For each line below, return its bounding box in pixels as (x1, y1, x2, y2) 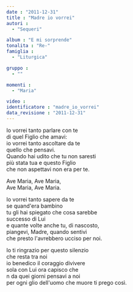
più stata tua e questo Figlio (6, 159, 76, 166)
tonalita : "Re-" (6, 43, 51, 49)
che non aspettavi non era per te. (6, 166, 90, 173)
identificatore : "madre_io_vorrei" (6, 104, 99, 111)
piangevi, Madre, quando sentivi (6, 228, 87, 235)
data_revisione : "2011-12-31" (6, 110, 86, 116)
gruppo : (6, 65, 29, 71)
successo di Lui (6, 215, 46, 222)
